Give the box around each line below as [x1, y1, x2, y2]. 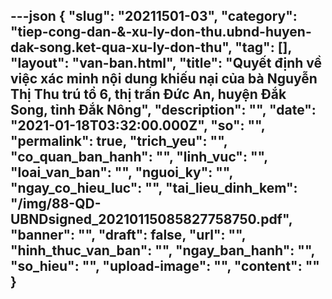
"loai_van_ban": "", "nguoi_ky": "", [10, 164, 233, 181]
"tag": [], [234, 39, 292, 56]
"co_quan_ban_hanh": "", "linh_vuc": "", [10, 149, 268, 166]
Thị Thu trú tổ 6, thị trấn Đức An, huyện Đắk [10, 86, 287, 103]
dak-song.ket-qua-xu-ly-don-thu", [10, 39, 233, 56]
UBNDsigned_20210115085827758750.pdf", [10, 211, 293, 228]
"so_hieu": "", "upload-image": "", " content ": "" [10, 258, 320, 275]
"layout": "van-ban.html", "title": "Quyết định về [10, 55, 322, 72]
